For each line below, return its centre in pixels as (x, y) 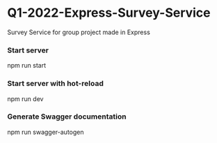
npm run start (27, 66)
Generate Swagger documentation (67, 116)
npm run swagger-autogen (46, 132)
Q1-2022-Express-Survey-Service (109, 13)
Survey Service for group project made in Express (79, 32)
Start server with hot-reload (56, 84)
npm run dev (25, 98)
